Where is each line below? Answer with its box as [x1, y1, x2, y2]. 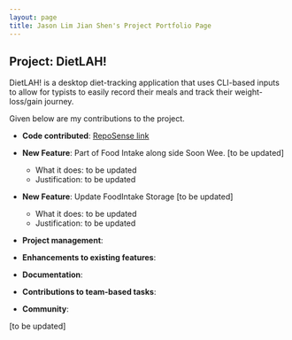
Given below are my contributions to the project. [9, 113, 186, 124]
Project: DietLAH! [9, 54, 108, 69]
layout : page [9, 12, 58, 22]
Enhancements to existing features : [21, 252, 157, 263]
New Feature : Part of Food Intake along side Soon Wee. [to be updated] [21, 148, 285, 158]
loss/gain [9, 97, 42, 107]
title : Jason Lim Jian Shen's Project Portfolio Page [9, 21, 212, 30]
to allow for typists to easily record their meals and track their [9, 87, 233, 97]
